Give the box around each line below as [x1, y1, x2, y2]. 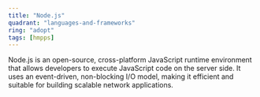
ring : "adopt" [8, 26, 55, 34]
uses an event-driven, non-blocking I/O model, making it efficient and [8, 72, 234, 81]
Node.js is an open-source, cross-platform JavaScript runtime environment [8, 55, 252, 65]
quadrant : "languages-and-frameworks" [8, 19, 136, 27]
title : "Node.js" [8, 11, 65, 20]
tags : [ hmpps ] [8, 33, 55, 42]
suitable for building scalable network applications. [8, 80, 173, 90]
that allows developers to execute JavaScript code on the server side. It [8, 64, 241, 73]
